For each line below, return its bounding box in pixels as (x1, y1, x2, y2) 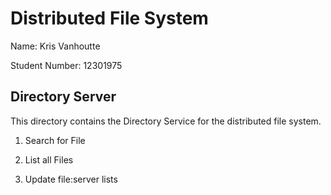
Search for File (24, 134, 86, 146)
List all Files (24, 153, 74, 166)
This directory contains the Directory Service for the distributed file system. (10, 115, 322, 127)
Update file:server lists (24, 173, 118, 185)
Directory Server (10, 88, 117, 106)
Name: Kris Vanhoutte (10, 40, 101, 52)
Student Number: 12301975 (10, 59, 123, 71)
